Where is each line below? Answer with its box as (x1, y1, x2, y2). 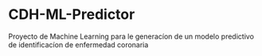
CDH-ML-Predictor (8, 6, 135, 24)
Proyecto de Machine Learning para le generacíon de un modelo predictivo (8, 32, 255, 41)
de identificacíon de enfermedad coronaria (8, 39, 149, 49)
